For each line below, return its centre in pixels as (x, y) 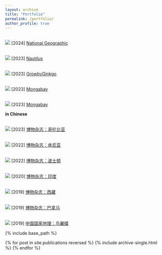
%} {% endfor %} (23, 248)
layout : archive (22, 10)
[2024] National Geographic (40, 43)
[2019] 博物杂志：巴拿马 (35, 208)
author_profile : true (27, 23)
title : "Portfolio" (25, 14)
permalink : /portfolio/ (30, 19)
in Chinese (16, 114)
